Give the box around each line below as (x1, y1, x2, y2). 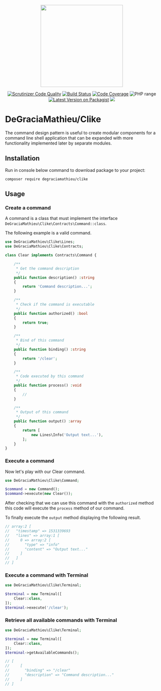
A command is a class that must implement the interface (5, 216, 118, 221)
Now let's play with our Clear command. (5, 469, 86, 474)
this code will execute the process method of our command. (5, 505, 125, 511)
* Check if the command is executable (16, 302, 95, 307)
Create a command (5, 204, 51, 211)
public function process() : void (14, 383, 82, 388)
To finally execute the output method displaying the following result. (5, 515, 141, 521)
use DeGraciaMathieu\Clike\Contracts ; (5, 244, 84, 249)
